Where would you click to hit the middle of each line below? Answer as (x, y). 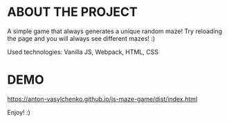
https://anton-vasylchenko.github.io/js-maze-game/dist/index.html (102, 99)
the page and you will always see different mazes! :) (81, 38)
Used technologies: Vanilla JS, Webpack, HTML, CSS (83, 52)
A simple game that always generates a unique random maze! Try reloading (115, 31)
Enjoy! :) (19, 112)
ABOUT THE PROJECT (72, 12)
